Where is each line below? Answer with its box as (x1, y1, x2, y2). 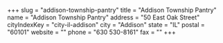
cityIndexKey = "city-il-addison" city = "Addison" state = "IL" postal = (7, 21, 206, 28)
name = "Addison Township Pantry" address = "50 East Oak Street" (7, 13, 200, 21)
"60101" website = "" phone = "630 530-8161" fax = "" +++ (7, 28, 177, 36)
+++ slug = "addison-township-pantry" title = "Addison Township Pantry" (7, 6, 217, 14)
